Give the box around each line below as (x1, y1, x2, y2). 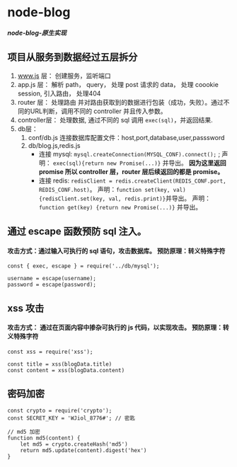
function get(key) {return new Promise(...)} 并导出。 (38, 202, 202, 211)
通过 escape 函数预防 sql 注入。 (7, 226, 147, 238)
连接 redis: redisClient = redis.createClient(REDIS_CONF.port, (38, 176, 226, 185)
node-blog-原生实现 (7, 28, 67, 37)
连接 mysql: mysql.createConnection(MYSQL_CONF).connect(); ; (38, 149, 221, 158)
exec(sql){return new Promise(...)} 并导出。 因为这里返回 (52, 158, 226, 167)
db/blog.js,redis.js (28, 141, 81, 149)
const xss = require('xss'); (7, 348, 93, 355)
